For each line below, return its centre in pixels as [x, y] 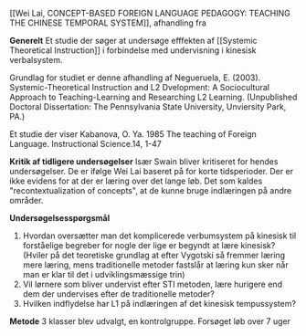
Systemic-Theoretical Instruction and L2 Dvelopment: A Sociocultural [139, 87]
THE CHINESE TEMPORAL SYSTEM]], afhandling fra [108, 23]
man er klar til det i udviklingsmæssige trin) [104, 274]
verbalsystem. [36, 60]
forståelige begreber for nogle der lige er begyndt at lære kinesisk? [149, 245]
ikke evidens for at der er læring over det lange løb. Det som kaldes [136, 181]
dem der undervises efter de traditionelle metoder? [118, 294]
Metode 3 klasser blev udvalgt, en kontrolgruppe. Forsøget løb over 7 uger [150, 321]
